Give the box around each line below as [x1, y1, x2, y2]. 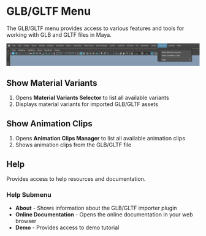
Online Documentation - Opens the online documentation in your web [15, 211, 193, 218]
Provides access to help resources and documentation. [6, 175, 146, 182]
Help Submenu [6, 190, 51, 199]
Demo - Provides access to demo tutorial [15, 224, 120, 231]
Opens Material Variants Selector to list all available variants [15, 94, 170, 102]
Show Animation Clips [6, 118, 93, 129]
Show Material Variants [6, 78, 97, 88]
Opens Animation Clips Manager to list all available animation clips [15, 135, 186, 142]
